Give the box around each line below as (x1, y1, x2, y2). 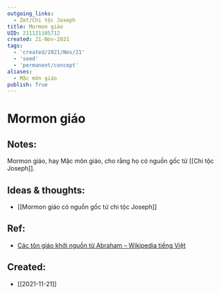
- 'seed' (13, 55, 39, 62)
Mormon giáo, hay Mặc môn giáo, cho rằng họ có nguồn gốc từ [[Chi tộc (7, 157, 215, 165)
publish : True (7, 81, 48, 88)
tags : (7, 42, 23, 49)
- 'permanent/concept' (13, 62, 79, 69)
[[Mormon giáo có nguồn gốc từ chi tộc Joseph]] (17, 202, 157, 211)
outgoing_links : (7, 10, 54, 17)
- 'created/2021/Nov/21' (13, 49, 85, 56)
